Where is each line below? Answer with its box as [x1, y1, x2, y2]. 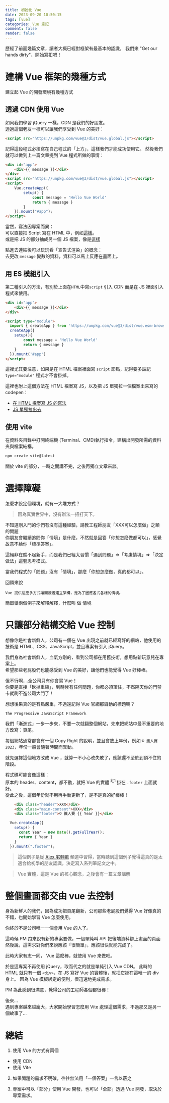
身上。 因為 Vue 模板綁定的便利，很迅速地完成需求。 [5, 976, 114, 982]
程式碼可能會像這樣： [5, 772, 49, 778]
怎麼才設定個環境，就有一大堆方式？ [5, 501, 80, 507]
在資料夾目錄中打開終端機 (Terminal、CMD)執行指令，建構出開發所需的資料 [5, 437, 161, 443]
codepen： [5, 390, 29, 396]
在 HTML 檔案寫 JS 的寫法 [12, 400, 67, 406]
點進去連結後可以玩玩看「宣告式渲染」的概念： [5, 247, 102, 253]
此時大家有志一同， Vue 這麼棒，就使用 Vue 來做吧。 [5, 953, 115, 959]
